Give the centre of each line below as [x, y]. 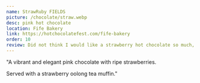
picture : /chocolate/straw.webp [47, 17]
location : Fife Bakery [35, 28]
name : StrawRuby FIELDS [36, 12]
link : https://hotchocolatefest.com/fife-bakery [68, 34]
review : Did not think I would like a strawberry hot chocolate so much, [101, 45]
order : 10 [19, 39]
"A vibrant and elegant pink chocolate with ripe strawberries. [81, 62]
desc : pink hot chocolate [38, 23]
